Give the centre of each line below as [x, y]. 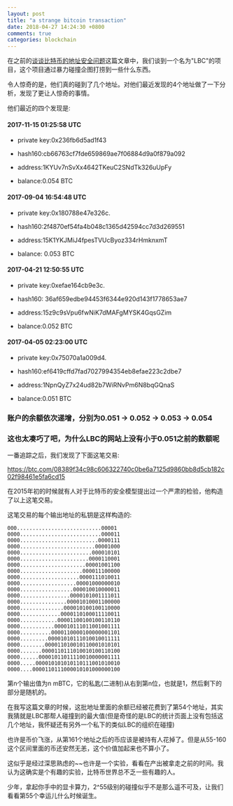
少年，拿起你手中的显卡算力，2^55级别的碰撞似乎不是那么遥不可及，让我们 [115, 787]
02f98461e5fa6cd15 [36, 477]
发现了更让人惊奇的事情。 [56, 93]
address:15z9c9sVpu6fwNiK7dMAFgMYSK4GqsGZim [94, 312]
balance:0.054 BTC [45, 181]
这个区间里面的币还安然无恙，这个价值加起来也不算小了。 [90, 748]
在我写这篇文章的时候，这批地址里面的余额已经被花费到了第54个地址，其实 [115, 707]
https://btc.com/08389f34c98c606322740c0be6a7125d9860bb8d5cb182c [116, 469]
